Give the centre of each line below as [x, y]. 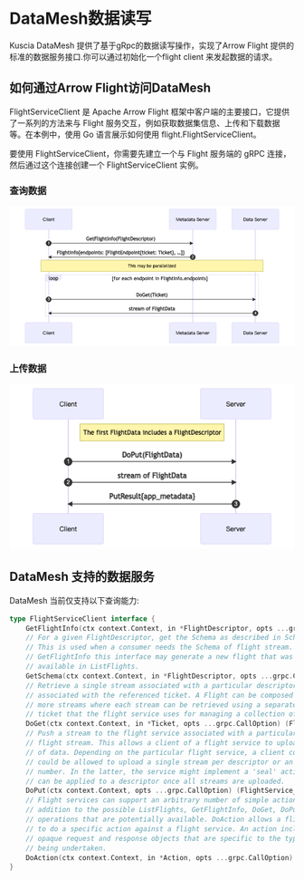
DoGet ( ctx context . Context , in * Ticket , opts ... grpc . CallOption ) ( [157, 724]
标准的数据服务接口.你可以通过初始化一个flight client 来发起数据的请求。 [143, 56]
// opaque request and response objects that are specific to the [153, 838]
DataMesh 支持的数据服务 [82, 577]
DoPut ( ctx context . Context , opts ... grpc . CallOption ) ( [133, 791]
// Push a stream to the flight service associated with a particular [161, 734]
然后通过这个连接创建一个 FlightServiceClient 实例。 [106, 165]
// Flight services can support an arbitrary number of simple [147, 800]
